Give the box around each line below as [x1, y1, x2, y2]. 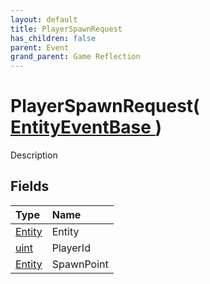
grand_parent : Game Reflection [10, 52, 141, 62]
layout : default [10, 14, 78, 25]
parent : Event [10, 42, 70, 53]
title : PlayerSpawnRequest [10, 24, 123, 34]
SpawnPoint [51, 257, 109, 271]
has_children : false [10, 33, 97, 43]
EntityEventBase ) [10, 116, 163, 139]
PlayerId [51, 241, 91, 255]
